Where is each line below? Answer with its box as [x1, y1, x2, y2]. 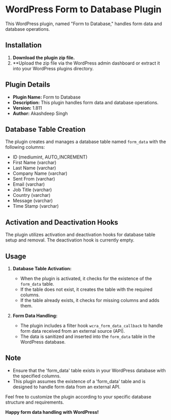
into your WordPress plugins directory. [12, 65, 94, 71]
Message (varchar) [12, 197, 53, 204]
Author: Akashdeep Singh [12, 110, 68, 116]
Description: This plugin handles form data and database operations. [12, 99, 159, 106]
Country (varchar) [12, 192, 51, 198]
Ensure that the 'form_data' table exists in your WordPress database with [12, 367, 166, 373]
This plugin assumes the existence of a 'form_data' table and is [12, 378, 146, 384]
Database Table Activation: [12, 266, 72, 271]
